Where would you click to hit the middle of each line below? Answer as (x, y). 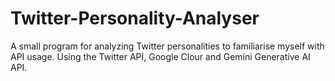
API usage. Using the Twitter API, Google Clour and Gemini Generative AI (160, 56)
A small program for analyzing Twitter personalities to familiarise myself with (167, 46)
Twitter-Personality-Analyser (135, 18)
